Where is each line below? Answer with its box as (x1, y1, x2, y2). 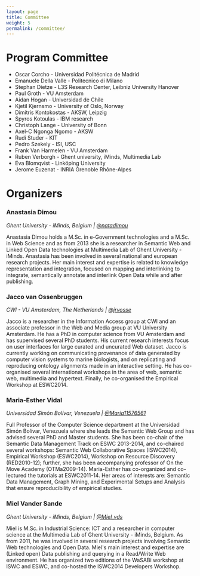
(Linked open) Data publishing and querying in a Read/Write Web (6, 550, 166, 557)
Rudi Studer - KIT (14, 134, 58, 141)
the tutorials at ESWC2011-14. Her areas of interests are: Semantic (27, 472, 190, 479)
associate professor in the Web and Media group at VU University (6, 324, 168, 331)
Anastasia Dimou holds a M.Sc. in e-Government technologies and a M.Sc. (6, 233, 190, 241)
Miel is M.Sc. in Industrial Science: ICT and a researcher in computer (6, 525, 175, 532)
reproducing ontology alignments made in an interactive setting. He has (6, 362, 182, 369)
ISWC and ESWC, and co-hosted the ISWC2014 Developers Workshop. (6, 562, 181, 570)
